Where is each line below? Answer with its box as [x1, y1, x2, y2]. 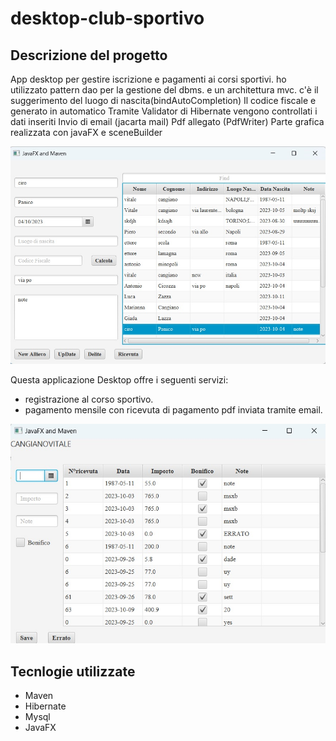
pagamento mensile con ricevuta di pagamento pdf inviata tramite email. [24, 403, 323, 416]
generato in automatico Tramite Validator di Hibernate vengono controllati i [10, 105, 318, 117]
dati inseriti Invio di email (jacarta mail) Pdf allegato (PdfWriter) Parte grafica [10, 116, 325, 127]
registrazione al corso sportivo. [24, 393, 154, 405]
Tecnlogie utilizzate [10, 663, 136, 680]
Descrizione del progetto [10, 47, 168, 64]
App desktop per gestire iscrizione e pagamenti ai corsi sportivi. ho [10, 73, 287, 85]
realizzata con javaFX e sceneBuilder [10, 127, 163, 138]
